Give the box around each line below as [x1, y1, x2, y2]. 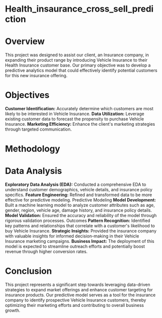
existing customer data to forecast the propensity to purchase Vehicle [5, 116, 144, 122]
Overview [5, 36, 45, 47]
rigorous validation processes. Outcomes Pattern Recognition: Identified [5, 218, 150, 224]
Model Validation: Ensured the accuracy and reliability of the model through [5, 213, 157, 218]
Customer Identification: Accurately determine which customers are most [5, 106, 154, 112]
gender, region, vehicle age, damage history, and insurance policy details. [5, 207, 152, 213]
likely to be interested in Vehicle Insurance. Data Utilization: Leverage [5, 111, 145, 117]
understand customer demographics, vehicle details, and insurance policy [5, 187, 153, 193]
